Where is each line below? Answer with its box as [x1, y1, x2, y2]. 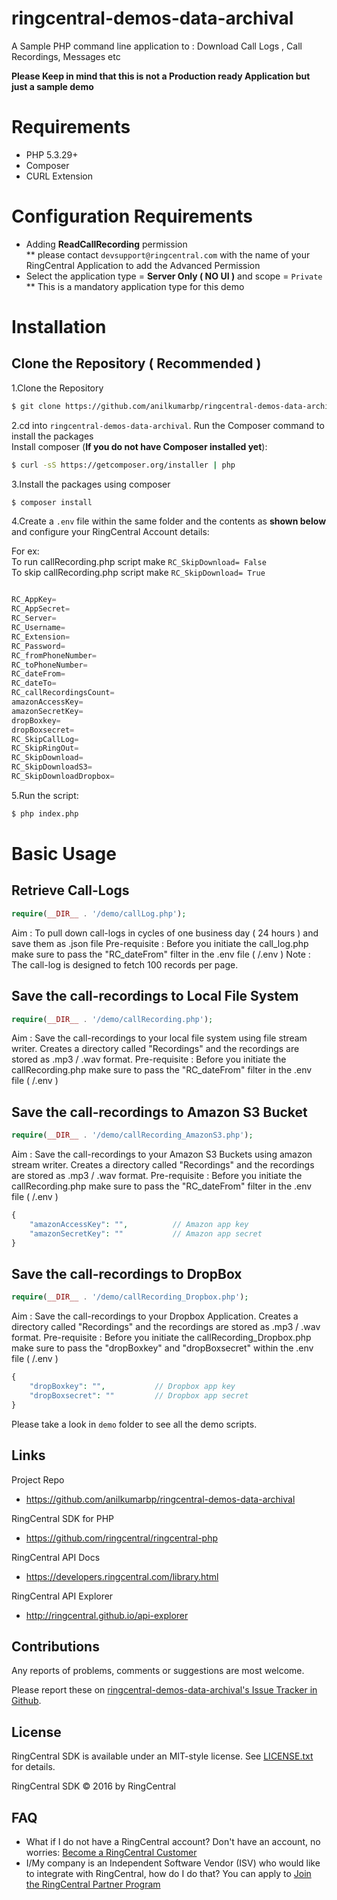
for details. [11, 1761, 56, 1773]
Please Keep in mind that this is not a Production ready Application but [11, 70, 311, 82]
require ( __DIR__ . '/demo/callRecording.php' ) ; [11, 1014, 214, 1024]
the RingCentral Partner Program [25, 1878, 161, 1890]
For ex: [11, 545, 40, 557]
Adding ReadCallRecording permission [25, 238, 188, 250]
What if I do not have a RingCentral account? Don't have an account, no [25, 1836, 321, 1847]
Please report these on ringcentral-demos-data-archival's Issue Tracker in [11, 1684, 318, 1696]
